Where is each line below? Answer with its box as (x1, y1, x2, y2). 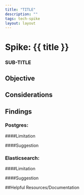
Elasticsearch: (5, 155, 40, 161)
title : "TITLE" (5, 7, 36, 12)
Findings (5, 107, 33, 116)
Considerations (5, 91, 53, 99)
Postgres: (5, 122, 29, 129)
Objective (5, 74, 35, 82)
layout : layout (5, 20, 36, 26)
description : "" (5, 12, 38, 17)
